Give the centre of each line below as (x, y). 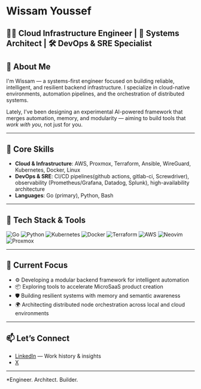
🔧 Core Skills (30, 149)
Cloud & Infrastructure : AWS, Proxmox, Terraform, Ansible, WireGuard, (103, 164)
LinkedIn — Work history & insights (58, 356)
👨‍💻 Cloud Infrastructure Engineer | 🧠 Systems (93, 33)
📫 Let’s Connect (38, 338)
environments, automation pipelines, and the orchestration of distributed (95, 94)
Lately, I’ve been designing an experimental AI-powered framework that (95, 112)
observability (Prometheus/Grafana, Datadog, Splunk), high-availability (102, 183)
